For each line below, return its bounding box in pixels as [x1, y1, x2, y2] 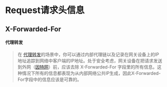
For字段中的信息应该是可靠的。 [17, 76, 82, 82]
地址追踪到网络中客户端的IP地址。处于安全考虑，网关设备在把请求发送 [17, 57, 162, 63]
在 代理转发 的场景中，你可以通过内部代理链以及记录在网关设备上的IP [17, 51, 159, 57]
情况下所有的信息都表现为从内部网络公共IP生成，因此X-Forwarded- [22, 70, 161, 76]
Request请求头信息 [5, 4, 85, 16]
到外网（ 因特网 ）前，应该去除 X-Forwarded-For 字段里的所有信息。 [17, 63, 157, 70]
